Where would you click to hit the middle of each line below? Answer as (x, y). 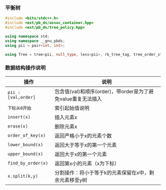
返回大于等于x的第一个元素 (86, 145)
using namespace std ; (27, 36)
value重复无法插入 (81, 98)
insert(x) (19, 117)
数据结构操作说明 (25, 68)
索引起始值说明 (72, 108)
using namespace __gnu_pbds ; (35, 41)
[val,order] (22, 97)
